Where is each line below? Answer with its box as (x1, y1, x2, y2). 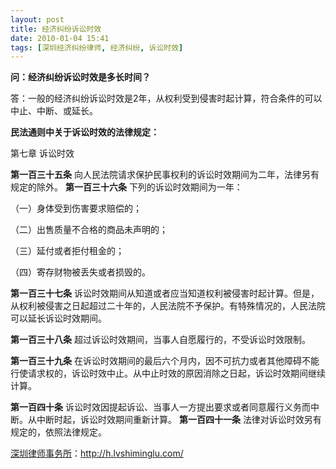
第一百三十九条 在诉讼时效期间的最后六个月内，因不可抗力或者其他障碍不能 (10, 355, 320, 367)
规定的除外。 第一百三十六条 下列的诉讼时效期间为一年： (10, 181, 243, 193)
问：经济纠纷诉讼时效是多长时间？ (10, 71, 151, 83)
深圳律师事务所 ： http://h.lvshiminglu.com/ (10, 447, 184, 460)
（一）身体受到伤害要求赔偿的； (10, 202, 142, 215)
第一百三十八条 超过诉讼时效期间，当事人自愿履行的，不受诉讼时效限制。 (10, 334, 311, 346)
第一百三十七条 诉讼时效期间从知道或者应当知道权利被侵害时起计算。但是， (10, 287, 320, 300)
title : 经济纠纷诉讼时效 (10, 24, 102, 34)
